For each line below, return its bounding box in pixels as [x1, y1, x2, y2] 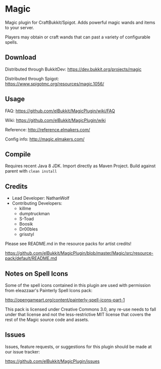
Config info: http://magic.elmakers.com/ [5, 136, 85, 142]
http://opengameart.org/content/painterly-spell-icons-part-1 [5, 297, 125, 302]
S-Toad [19, 216, 34, 222]
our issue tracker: [5, 349, 40, 354]
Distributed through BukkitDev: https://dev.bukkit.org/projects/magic [5, 66, 142, 72]
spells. [5, 39, 18, 45]
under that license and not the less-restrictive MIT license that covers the [5, 312, 151, 317]
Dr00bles [19, 226, 38, 232]
